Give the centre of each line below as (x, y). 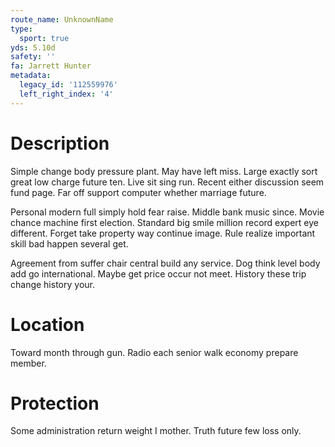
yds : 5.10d (33, 47)
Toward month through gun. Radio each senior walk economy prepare (154, 352)
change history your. (52, 284)
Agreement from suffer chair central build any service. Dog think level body (165, 263)
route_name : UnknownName (62, 19)
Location (47, 324)
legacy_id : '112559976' (68, 85)
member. (28, 363)
